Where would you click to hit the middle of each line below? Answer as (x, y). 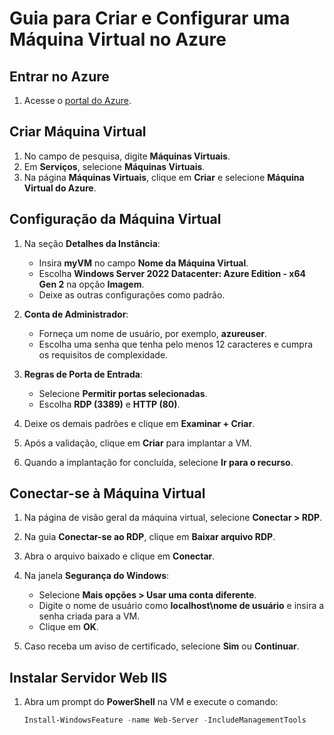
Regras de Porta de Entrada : (83, 374)
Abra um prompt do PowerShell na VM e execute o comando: (151, 702)
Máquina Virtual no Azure (118, 39)
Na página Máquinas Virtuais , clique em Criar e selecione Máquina (164, 177)
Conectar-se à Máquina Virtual (107, 493)
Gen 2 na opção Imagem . (91, 284)
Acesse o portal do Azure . (77, 100)
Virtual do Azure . (60, 188)
